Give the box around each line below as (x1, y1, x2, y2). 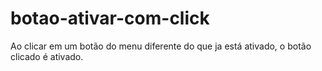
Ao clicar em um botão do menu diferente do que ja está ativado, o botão (10, 40, 312, 52)
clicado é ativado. (10, 50, 84, 62)
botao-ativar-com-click (10, 7, 210, 30)
